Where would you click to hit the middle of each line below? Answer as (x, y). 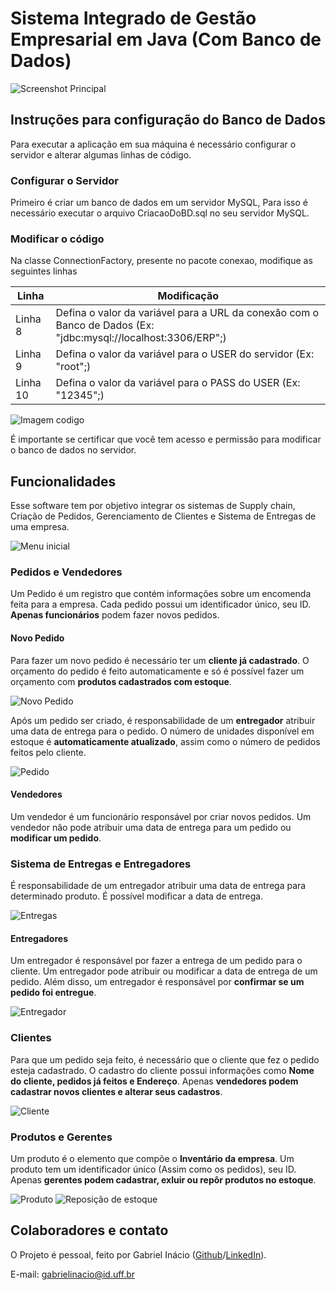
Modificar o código (57, 239)
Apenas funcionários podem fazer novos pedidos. (115, 615)
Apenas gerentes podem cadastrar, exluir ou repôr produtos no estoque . (163, 1179)
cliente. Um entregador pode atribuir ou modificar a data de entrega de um (164, 971)
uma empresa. (40, 527)
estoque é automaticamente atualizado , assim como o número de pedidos (165, 741)
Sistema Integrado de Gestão (133, 18)
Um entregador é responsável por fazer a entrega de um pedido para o (156, 961)
